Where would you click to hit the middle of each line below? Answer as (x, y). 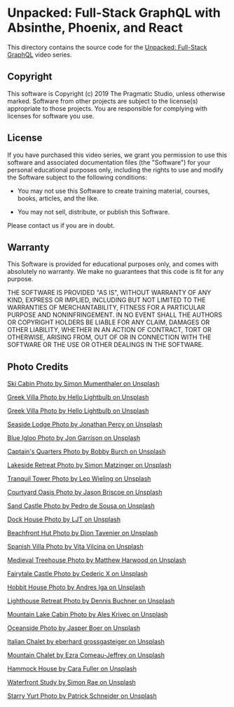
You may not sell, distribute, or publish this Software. (94, 212)
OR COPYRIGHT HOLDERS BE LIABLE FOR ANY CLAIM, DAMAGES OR (109, 322)
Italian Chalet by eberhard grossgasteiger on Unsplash (86, 642)
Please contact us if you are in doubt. (61, 225)
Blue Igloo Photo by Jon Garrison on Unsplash (74, 438)
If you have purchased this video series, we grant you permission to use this (117, 155)
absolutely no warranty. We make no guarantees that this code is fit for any (116, 272)
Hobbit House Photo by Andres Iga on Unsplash (76, 587)
